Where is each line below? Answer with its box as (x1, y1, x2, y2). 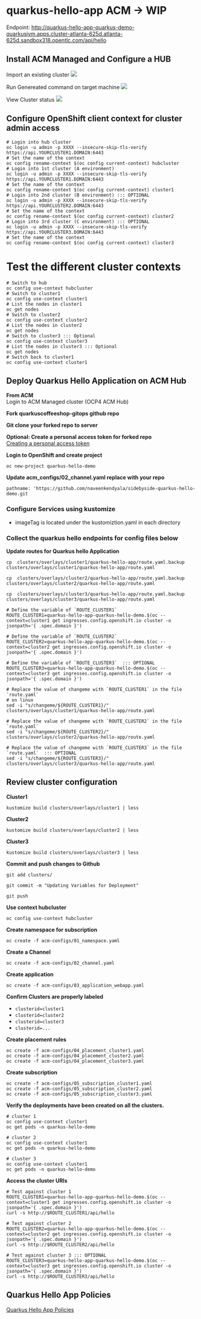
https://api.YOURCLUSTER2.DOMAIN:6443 (6, 202, 104, 209)
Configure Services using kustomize (6, 505, 116, 514)
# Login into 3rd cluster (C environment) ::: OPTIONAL (6, 219, 150, 225)
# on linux (6, 697, 34, 703)
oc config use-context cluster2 (6, 317, 88, 323)
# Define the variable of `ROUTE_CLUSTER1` (6, 607, 118, 613)
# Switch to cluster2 (6, 311, 61, 318)
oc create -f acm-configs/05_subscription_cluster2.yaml (6, 1085, 153, 1092)
